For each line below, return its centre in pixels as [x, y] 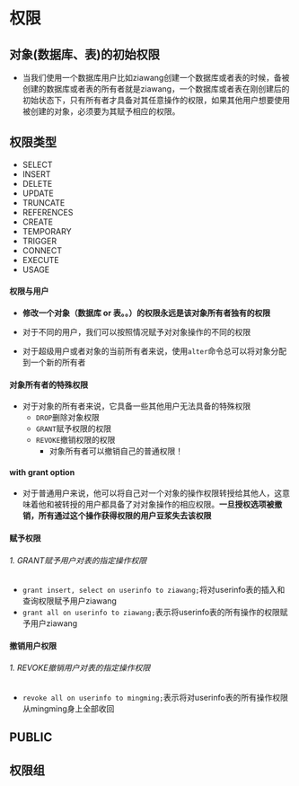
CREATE [38, 222]
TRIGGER [39, 241]
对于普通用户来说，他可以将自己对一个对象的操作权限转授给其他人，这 [152, 493]
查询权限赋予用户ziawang [69, 601]
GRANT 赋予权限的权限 [74, 428]
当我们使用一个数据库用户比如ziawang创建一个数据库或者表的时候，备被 [156, 78]
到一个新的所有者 [54, 362]
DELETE [37, 183]
